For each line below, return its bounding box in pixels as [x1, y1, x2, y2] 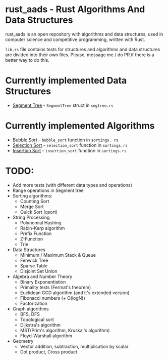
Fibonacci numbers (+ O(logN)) [20, 295, 86, 301]
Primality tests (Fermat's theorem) [20, 284, 91, 290]
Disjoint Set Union [20, 268, 58, 274]
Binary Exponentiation [20, 278, 66, 285]
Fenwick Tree [20, 257, 48, 263]
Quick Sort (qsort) [20, 209, 58, 215]
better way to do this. [5, 57, 49, 63]
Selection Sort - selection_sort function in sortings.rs [12, 142, 128, 148]
